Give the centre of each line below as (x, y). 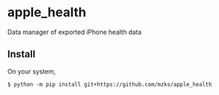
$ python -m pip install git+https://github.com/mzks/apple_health (110, 84)
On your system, (31, 71)
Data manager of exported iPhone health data (75, 32)
